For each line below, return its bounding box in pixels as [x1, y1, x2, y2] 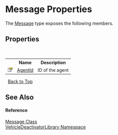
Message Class [5, 118, 37, 124]
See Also [5, 93, 34, 102]
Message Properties [5, 4, 92, 15]
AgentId [17, 67, 34, 73]
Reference [5, 107, 28, 113]
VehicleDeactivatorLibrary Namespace [5, 124, 86, 130]
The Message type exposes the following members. [5, 20, 114, 26]
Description [40, 60, 66, 66]
